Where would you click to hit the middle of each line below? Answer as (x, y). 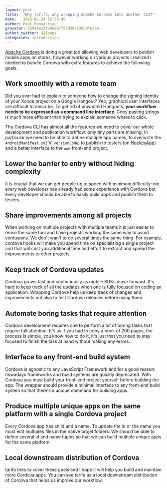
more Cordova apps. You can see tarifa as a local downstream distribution (81, 475)
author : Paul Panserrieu (31, 24)
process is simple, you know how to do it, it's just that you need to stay (78, 336)
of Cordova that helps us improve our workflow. (54, 480)
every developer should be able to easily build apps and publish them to (79, 194)
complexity (23, 171)
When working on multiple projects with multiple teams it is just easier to (80, 227)
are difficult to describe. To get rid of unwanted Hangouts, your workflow (81, 106)
